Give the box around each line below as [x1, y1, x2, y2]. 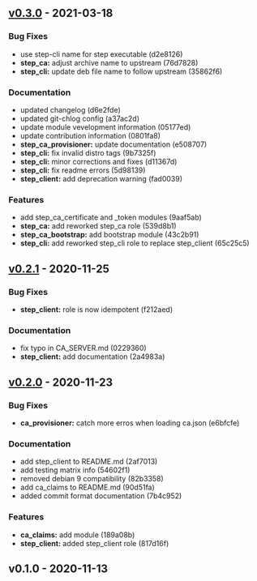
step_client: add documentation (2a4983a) [19, 352, 165, 361]
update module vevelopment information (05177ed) [19, 122, 191, 132]
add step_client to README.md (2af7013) [19, 457, 158, 467]
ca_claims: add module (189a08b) [19, 530, 135, 540]
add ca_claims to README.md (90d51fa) [19, 482, 156, 493]
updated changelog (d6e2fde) [19, 105, 122, 114]
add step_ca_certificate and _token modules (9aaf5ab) [19, 212, 203, 222]
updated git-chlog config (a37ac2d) [19, 113, 140, 123]
